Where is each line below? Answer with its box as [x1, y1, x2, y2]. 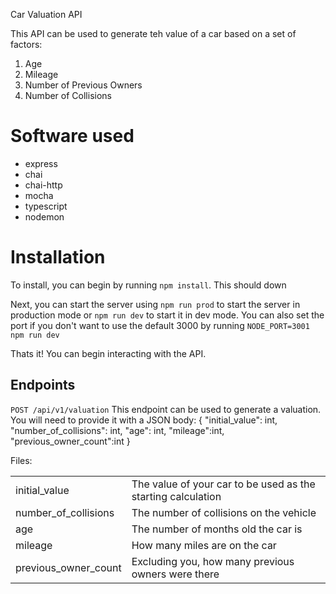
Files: [10, 454, 33, 466]
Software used [10, 125, 135, 148]
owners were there [131, 567, 220, 581]
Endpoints [10, 377, 76, 394]
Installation [10, 246, 106, 269]
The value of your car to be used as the [131, 477, 316, 491]
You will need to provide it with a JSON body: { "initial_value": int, [10, 414, 278, 426]
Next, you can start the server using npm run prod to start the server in [10, 298, 301, 310]
